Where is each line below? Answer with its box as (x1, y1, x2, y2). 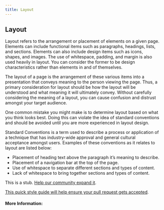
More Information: (5, 201, 43, 207)
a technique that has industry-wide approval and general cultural (5, 134, 136, 140)
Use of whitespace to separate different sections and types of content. (12, 165, 155, 171)
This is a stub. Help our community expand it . (5, 180, 97, 185)
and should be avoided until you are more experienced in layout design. (5, 120, 149, 126)
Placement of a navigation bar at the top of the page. (12, 160, 119, 166)
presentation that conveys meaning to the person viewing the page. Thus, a (5, 79, 158, 85)
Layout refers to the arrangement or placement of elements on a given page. (5, 38, 160, 44)
